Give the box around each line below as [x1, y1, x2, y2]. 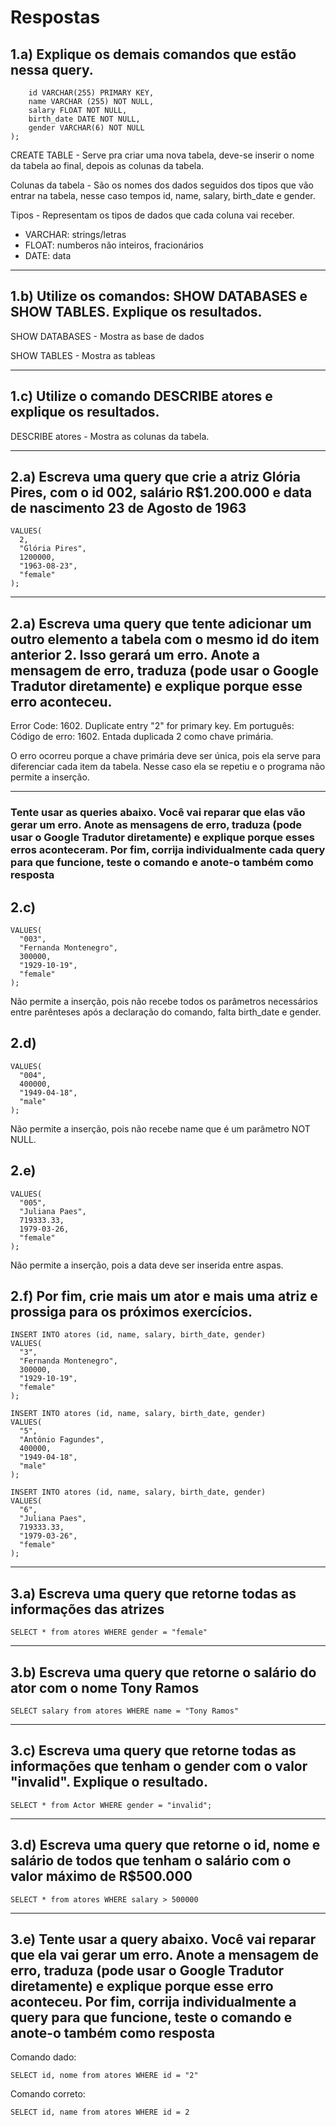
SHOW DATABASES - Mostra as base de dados [10, 330, 205, 342]
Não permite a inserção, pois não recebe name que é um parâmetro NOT [10, 1122, 311, 1135]
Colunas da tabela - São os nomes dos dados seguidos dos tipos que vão [10, 179, 314, 191]
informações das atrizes [10, 1601, 165, 1618]
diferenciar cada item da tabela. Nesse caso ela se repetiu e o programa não [10, 761, 326, 773]
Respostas [10, 6, 101, 29]
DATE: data [24, 250, 72, 261]
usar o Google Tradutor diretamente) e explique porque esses [10, 831, 315, 845]
